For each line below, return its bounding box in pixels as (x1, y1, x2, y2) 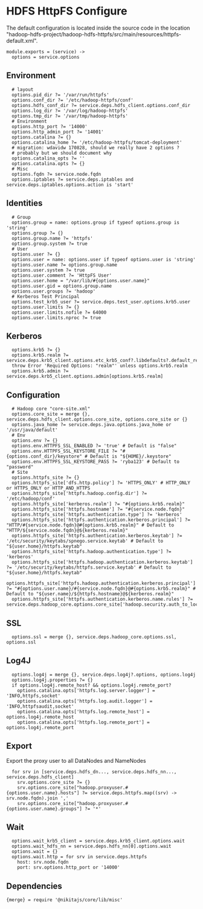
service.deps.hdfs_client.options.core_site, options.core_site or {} (6, 416, 188, 422)
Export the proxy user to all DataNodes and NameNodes (6, 757, 146, 764)
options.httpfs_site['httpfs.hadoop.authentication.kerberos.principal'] (6, 580, 196, 587)
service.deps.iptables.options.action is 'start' (6, 181, 134, 188)
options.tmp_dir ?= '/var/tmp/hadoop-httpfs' (11, 113, 129, 119)
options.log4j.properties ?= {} (11, 677, 94, 683)
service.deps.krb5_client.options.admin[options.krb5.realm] (6, 374, 164, 380)
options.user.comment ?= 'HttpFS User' (11, 272, 112, 279)
